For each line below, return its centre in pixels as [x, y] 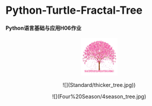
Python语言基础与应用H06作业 [43, 28]
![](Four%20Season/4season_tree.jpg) [99, 96]
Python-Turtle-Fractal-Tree [74, 10]
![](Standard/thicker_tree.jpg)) [99, 85]
